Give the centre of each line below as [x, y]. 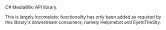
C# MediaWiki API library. [31, 7]
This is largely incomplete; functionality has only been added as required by [83, 17]
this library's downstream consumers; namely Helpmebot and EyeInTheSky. [83, 22]
